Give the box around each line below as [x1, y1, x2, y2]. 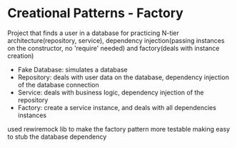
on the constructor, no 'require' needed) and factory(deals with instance [7, 44, 220, 52]
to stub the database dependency [7, 132, 107, 141]
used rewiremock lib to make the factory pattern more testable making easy [7, 124, 231, 133]
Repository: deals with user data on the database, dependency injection [17, 73, 230, 82]
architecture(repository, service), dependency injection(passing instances [7, 36, 225, 44]
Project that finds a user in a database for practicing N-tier [7, 29, 180, 37]
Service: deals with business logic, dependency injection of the [17, 88, 205, 97]
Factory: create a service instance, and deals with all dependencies [17, 103, 216, 112]
